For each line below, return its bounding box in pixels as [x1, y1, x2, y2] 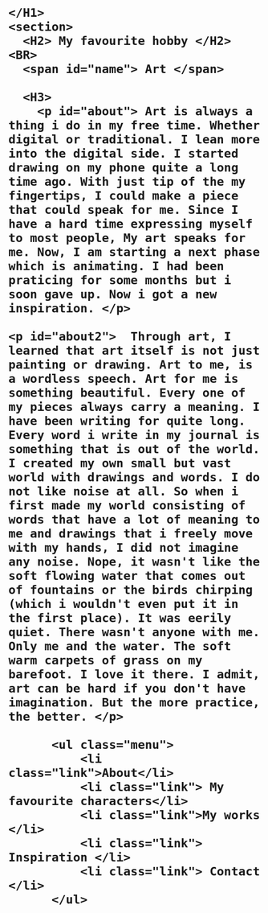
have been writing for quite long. [8, 413, 246, 429]
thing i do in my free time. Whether [8, 118, 261, 134]
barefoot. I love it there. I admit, [8, 667, 261, 682]
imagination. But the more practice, [8, 695, 261, 710]
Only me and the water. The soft [8, 639, 232, 654]
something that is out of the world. [8, 442, 261, 457]
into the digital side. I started [8, 146, 239, 162]
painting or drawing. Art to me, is [8, 357, 254, 372]
